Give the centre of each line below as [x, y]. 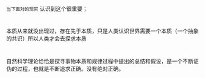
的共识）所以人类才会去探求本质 [46, 39]
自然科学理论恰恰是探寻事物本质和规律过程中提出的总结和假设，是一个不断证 [103, 61]
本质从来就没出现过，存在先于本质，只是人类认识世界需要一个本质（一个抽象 [103, 31]
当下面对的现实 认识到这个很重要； [47, 9]
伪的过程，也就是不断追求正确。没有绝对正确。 [65, 68]
